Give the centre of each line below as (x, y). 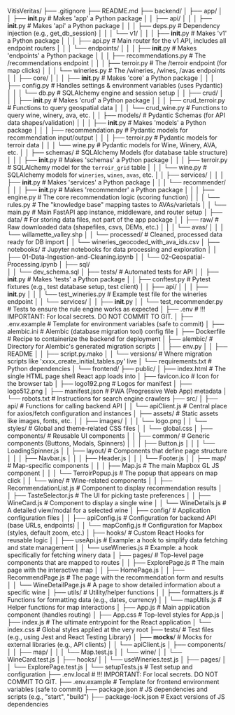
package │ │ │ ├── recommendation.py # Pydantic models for (98, 130)
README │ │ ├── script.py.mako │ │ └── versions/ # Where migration (110, 354)
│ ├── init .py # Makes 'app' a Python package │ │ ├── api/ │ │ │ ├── (110, 18)
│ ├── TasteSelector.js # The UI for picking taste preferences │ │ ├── (109, 495)
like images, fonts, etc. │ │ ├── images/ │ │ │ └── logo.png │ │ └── (107, 421)
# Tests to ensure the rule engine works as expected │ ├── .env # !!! (106, 309)
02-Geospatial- (183, 257)
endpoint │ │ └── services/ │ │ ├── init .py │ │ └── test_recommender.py (115, 301)
